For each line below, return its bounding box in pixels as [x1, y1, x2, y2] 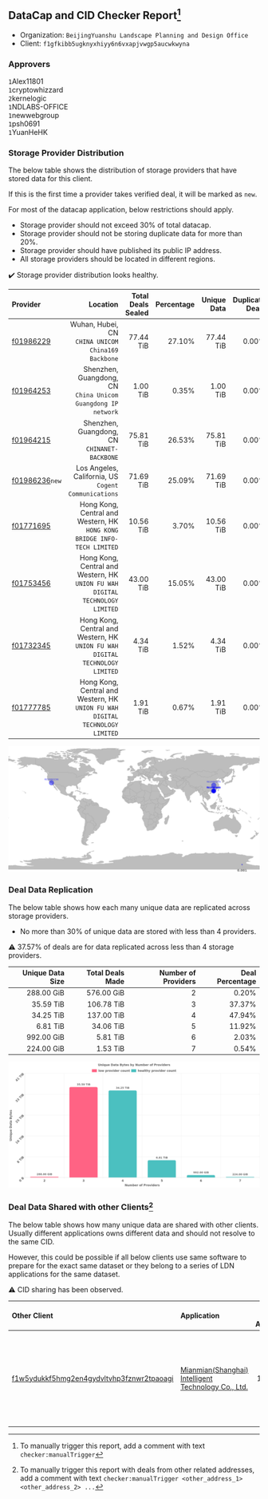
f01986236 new [11, 476, 62, 485]
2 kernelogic [8, 93, 47, 103]
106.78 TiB [87, 999, 125, 1009]
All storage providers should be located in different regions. [19, 255, 215, 264]
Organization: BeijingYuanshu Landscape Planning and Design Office [19, 30, 249, 39]
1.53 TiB [96, 1043, 125, 1053]
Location [89, 299, 119, 309]
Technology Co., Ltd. [180, 1382, 249, 1391]
